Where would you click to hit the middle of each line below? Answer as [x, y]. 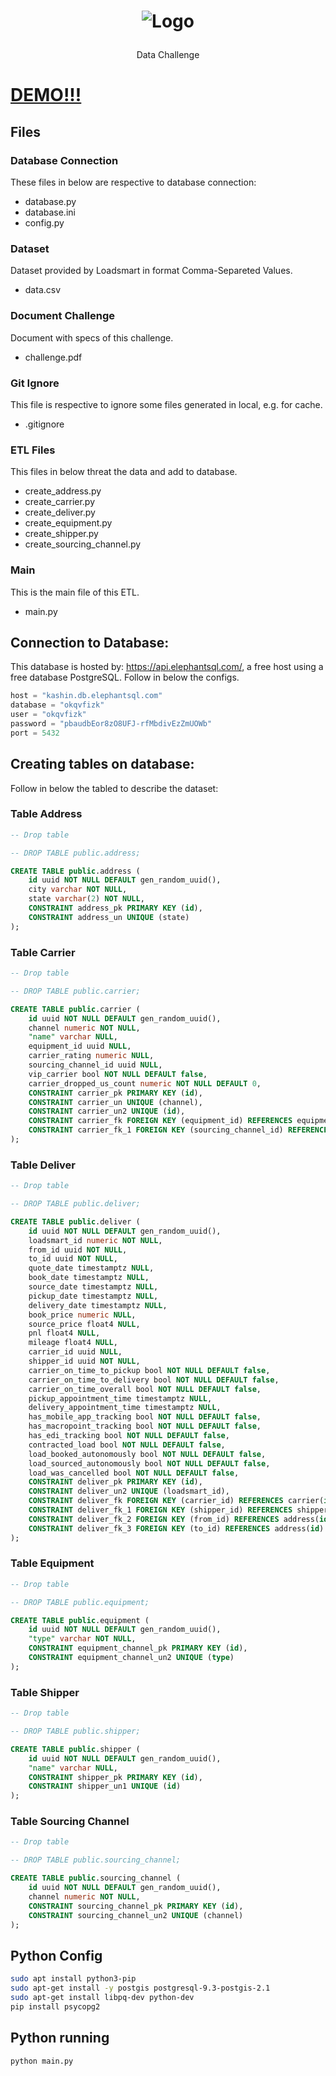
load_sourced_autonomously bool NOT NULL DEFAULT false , [149, 1463]
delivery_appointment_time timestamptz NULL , [125, 1408]
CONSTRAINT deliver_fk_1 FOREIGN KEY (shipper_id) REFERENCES [160, 1510]
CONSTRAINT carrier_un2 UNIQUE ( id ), [107, 1111]
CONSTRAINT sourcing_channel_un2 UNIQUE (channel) [136, 1915]
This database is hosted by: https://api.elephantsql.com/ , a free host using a [167, 667]
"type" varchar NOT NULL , [82, 1639]
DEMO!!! [46, 95]
